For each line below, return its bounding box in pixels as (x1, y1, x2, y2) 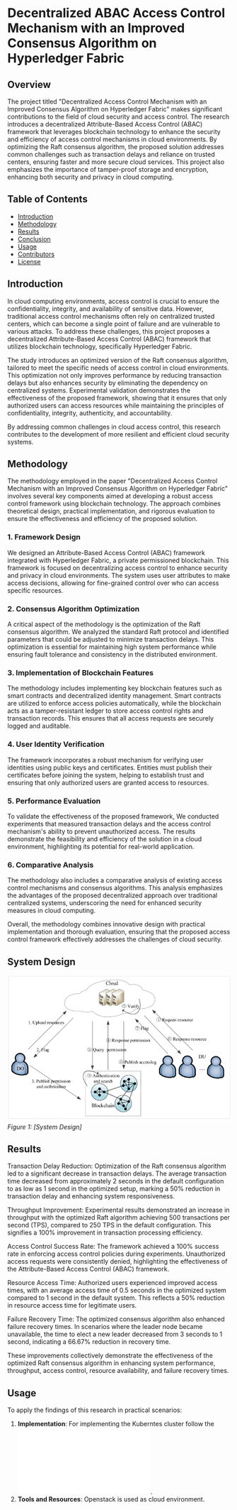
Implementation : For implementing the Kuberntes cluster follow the (17, 1420, 214, 1428)
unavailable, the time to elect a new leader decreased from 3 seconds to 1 (7, 1330, 223, 1339)
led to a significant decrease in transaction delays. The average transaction (7, 1169, 227, 1178)
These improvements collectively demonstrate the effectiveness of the (7, 1351, 214, 1360)
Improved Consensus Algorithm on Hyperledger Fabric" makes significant (7, 105, 223, 113)
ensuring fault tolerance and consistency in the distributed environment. (7, 650, 218, 659)
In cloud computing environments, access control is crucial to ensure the (7, 297, 220, 305)
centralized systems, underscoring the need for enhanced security (7, 899, 202, 907)
